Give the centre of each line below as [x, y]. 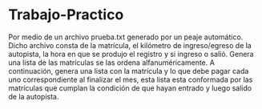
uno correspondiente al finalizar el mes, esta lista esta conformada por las [131, 79]
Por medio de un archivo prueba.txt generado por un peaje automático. [126, 37]
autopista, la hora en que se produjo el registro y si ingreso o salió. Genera [131, 54]
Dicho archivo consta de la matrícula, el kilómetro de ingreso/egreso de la [130, 45]
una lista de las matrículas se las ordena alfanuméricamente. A [111, 63]
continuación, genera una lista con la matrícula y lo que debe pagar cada [129, 71]
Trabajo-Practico [66, 15]
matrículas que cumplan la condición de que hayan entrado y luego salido [130, 88]
